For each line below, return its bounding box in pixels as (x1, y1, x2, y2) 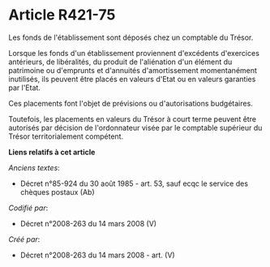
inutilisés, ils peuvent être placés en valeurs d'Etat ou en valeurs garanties (8, 74, 256, 84)
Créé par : (8, 234, 41, 244)
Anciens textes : (8, 162, 61, 172)
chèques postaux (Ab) (19, 187, 95, 196)
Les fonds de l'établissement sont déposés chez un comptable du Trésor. (8, 32, 254, 42)
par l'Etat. (8, 83, 41, 93)
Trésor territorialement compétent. (8, 131, 124, 141)
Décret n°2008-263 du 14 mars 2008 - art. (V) (19, 250, 176, 260)
